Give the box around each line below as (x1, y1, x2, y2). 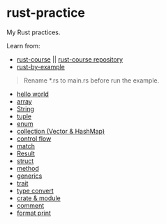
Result (16, 149, 36, 157)
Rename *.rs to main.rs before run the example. (23, 76, 160, 85)
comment (16, 201, 45, 209)
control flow (16, 134, 52, 143)
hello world (16, 90, 50, 98)
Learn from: (6, 41, 40, 50)
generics (16, 171, 43, 180)
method (16, 164, 40, 172)
